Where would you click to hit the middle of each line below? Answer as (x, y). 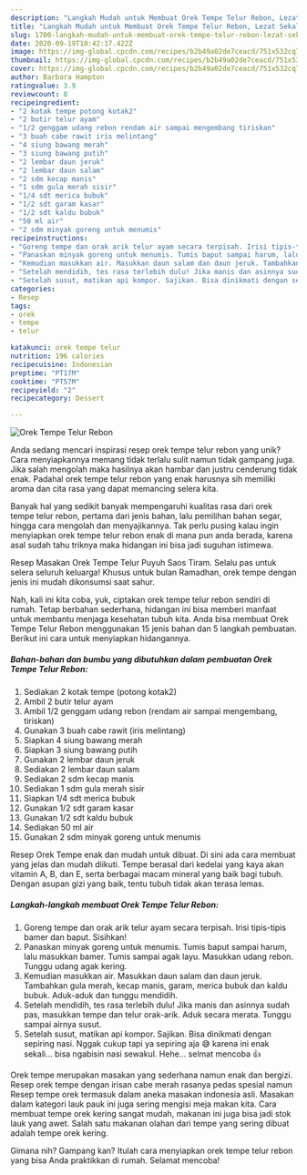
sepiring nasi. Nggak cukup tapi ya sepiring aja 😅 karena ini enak (146, 1044)
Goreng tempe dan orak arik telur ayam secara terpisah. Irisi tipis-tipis (154, 928)
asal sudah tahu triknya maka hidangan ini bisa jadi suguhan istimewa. (142, 545)
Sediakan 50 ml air (58, 828)
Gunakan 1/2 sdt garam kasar (79, 808)
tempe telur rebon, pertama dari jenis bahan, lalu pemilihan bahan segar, (146, 516)
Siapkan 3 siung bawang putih (80, 750)
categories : (33, 289)
